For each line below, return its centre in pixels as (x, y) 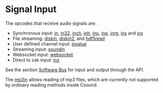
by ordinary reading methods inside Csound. (51, 85)
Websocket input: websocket (43, 55)
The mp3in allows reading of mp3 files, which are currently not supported (82, 79)
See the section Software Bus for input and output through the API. (75, 70)
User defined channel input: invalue (49, 43)
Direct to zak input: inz (36, 60)
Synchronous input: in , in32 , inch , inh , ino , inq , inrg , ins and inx (78, 33)
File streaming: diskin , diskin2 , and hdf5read (59, 38)
